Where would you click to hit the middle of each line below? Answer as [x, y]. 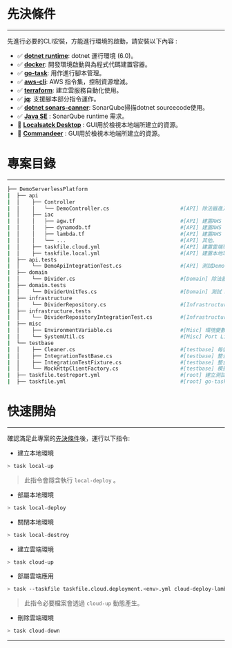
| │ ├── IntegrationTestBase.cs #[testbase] [111, 356]
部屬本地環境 [35, 495]
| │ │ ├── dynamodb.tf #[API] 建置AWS [115, 228]
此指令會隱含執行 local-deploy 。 [71, 480]
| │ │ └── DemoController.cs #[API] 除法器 [112, 208]
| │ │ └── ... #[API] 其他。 [112, 240]
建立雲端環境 [35, 549]
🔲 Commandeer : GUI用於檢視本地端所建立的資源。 [90, 133]
